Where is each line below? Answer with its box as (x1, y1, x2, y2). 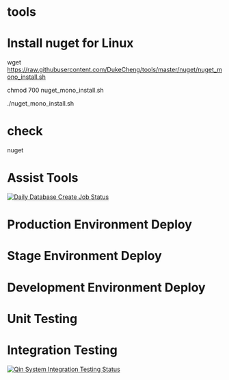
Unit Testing (7, 311, 78, 326)
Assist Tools (7, 170, 79, 186)
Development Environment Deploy (7, 279, 206, 295)
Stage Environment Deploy (7, 248, 162, 264)
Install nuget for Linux (7, 36, 134, 51)
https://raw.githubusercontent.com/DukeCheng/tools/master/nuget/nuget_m (7, 66, 222, 74)
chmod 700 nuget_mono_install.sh (7, 86, 104, 95)
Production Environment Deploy (7, 217, 193, 233)
